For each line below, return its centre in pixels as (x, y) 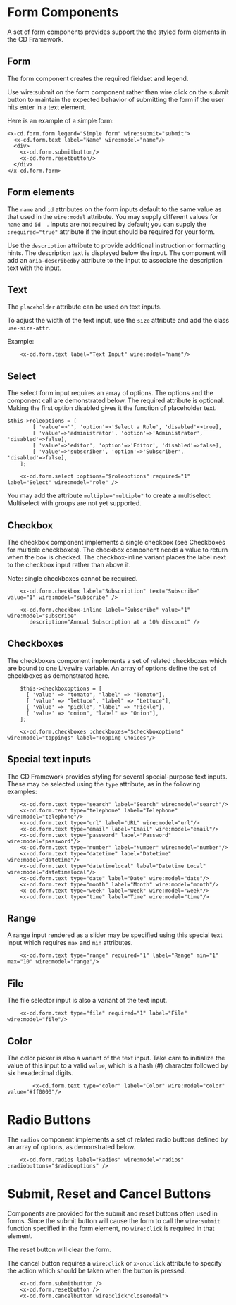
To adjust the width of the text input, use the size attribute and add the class (118, 321)
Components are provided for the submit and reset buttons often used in (112, 1213)
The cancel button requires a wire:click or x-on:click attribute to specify (114, 1263)
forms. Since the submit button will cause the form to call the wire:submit (114, 1220)
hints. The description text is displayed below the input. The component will (117, 253)
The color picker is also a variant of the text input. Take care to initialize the (116, 1058)
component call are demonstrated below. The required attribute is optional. (116, 401)
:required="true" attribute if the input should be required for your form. (111, 231)
